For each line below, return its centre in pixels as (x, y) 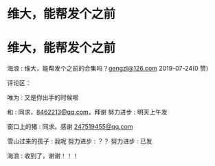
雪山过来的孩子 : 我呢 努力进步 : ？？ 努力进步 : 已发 (80, 141)
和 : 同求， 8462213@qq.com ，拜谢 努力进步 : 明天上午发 (87, 112)
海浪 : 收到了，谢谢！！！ (43, 156)
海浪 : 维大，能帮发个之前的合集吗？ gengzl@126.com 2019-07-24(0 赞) (108, 69)
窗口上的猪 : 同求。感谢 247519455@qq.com (70, 127)
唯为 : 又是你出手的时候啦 (43, 97)
